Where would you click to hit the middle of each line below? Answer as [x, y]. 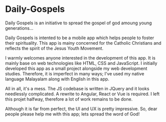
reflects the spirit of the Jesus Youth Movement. [54, 48]
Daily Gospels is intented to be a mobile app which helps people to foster [80, 38]
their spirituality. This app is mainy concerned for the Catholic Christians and [83, 43]
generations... [19, 28]
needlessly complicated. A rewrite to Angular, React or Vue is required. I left [83, 94]
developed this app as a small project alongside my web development [76, 68]
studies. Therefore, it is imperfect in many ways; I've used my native [75, 73]
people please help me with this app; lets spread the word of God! [72, 114]
